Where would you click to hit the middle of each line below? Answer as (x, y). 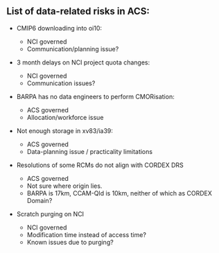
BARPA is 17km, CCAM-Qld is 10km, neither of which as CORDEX (119, 193)
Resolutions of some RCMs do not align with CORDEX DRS (100, 165)
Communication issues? (61, 83)
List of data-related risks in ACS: (78, 11)
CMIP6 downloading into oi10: (59, 28)
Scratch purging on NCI (50, 213)
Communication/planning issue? (73, 49)
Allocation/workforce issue (65, 117)
